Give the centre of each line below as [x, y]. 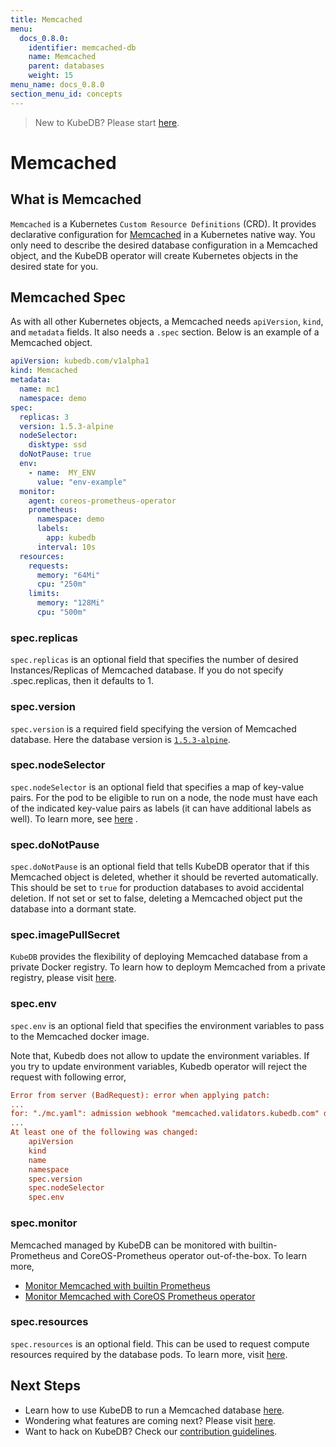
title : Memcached [46, 19]
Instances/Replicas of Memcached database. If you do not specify [147, 670]
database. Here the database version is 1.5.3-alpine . [120, 739]
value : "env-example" [82, 482]
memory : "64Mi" [68, 575]
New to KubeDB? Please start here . [107, 122]
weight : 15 [51, 76]
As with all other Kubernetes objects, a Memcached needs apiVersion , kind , [167, 322]
